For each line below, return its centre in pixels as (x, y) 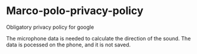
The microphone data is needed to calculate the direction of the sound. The (99, 38)
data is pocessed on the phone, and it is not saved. (69, 45)
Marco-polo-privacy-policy (75, 11)
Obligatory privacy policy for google (50, 27)
